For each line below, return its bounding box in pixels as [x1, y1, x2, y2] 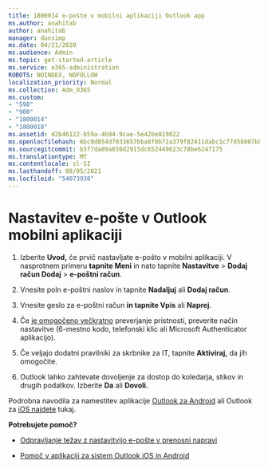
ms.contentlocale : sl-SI [8, 160, 91, 168]
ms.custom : [8, 93, 45, 101]
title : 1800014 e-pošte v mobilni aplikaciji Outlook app [8, 11, 205, 20]
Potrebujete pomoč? [8, 419, 77, 429]
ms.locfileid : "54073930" [8, 175, 94, 183]
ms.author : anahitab [8, 19, 77, 27]
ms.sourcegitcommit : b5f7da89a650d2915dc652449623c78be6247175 [8, 145, 223, 153]
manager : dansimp [8, 33, 66, 42]
